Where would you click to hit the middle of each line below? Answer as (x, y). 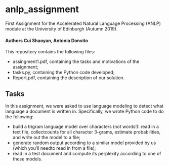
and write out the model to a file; (47, 137)
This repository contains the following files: (50, 52)
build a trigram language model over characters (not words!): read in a (86, 126)
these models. (27, 159)
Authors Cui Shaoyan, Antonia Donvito (47, 40)
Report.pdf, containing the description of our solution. (69, 78)
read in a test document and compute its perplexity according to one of (87, 153)
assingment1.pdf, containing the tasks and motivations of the (76, 61)
